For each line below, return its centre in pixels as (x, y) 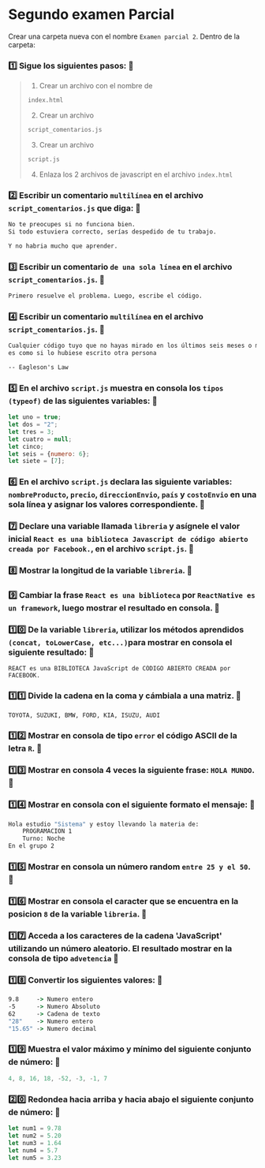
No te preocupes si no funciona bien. (72, 225)
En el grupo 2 (32, 846)
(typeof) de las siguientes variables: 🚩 (83, 401)
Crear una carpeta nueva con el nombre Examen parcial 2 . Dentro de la (124, 36)
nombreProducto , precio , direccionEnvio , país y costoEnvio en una (132, 494)
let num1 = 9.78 (35, 1129)
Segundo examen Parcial (91, 15)
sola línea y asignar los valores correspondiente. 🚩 (106, 505)
